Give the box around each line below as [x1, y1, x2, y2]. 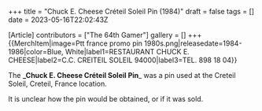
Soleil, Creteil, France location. [8, 79, 108, 88]
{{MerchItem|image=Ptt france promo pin [8, 39, 143, 48]
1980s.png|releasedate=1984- [144, 39, 242, 48]
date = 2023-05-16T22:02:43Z [8, 15, 109, 24]
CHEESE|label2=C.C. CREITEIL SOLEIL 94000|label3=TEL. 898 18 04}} [8, 55, 238, 65]
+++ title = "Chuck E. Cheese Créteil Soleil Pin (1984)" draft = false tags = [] [8, 7, 254, 16]
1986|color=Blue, [8, 47, 65, 56]
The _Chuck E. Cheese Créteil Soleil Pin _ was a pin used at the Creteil [8, 71, 236, 80]
